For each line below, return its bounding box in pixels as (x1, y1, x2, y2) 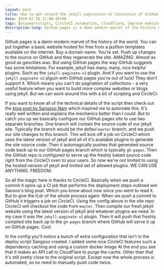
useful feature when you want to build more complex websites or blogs (5, 86, 148, 91)
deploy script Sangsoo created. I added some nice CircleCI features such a (5, 239, 156, 245)
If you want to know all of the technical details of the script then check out (5, 100, 155, 106)
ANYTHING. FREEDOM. (5, 168, 52, 174)
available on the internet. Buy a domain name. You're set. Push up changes (5, 49, 156, 55)
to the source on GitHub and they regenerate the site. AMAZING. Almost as (5, 54, 156, 60)
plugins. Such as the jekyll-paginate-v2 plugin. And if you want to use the (5, 70, 155, 76)
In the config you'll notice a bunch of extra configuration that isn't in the (5, 233, 150, 240)
